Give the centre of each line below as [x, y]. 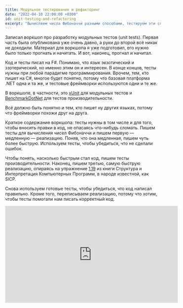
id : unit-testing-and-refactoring [41, 19]
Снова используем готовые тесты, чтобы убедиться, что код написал [78, 189]
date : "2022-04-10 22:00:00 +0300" [42, 14]
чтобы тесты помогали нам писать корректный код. [60, 199]
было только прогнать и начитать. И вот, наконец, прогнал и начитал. [79, 53]
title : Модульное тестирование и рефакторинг [53, 10]
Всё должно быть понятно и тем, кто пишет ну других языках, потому [79, 108]
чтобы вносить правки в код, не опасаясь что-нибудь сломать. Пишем [80, 128]
